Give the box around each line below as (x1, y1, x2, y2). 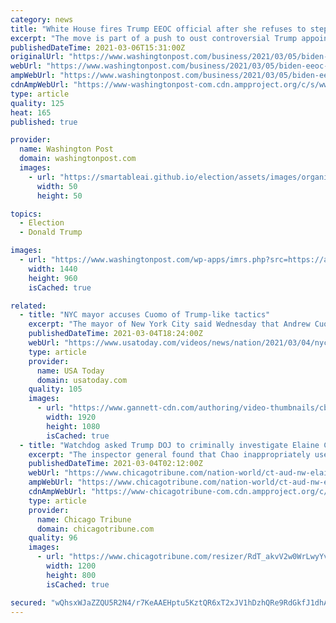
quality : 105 (28, 384, 83, 395)
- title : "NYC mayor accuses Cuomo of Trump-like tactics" (19, 310, 271, 320)
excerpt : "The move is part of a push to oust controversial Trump (10, 33, 298, 43)
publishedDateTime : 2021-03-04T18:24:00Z (28, 329, 203, 339)
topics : (10, 209, 43, 219)
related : (10, 301, 47, 311)
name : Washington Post (19, 144, 114, 155)
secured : (10, 597, 47, 608)
